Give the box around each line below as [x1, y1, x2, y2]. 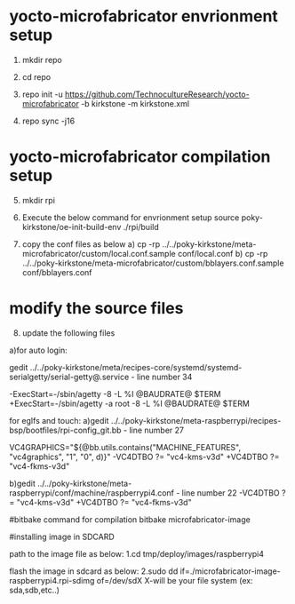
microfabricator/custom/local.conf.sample [21, 248, 176, 258]
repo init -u [21, 89, 64, 99]
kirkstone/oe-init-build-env [21, 221, 122, 232]
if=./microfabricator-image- [179, 566, 282, 576]
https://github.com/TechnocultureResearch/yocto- [65, 89, 251, 99]
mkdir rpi [21, 195, 56, 205]
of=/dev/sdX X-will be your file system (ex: [96, 575, 253, 585]
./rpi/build [123, 221, 160, 232]
